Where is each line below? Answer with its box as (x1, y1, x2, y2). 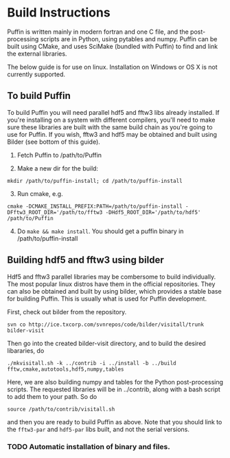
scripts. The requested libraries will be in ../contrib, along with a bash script (7, 385, 221, 393)
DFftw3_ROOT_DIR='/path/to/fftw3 (7, 208, 103, 216)
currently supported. (7, 70, 65, 78)
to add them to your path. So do (7, 392, 97, 400)
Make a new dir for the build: (16, 164, 98, 173)
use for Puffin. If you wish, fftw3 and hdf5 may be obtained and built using (7, 130, 218, 138)
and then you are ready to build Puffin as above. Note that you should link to (7, 417, 222, 426)
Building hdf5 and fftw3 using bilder (7, 254, 165, 266)
